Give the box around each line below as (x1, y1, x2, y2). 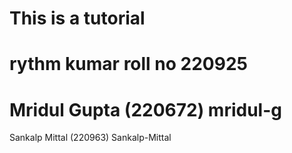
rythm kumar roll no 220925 (9, 53, 248, 76)
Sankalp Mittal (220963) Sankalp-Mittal (9, 132, 172, 144)
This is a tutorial (9, 7, 146, 30)
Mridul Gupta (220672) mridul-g (9, 98, 282, 121)
